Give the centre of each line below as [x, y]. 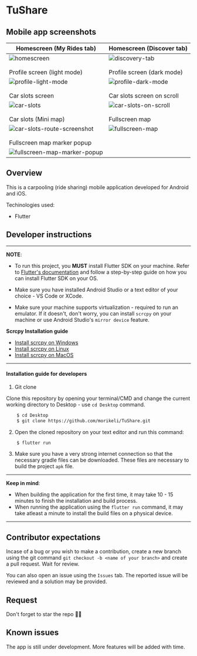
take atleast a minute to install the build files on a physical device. [94, 513]
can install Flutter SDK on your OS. [56, 278]
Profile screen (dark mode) [146, 72]
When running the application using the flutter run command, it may [99, 507]
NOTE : [14, 254]
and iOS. [16, 193]
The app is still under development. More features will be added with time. [96, 647]
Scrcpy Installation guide [37, 331]
